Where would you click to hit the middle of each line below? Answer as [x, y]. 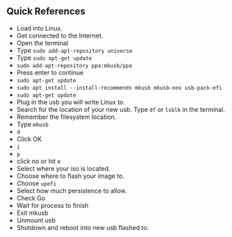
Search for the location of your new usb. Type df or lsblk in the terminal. [121, 109]
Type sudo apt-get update [54, 58]
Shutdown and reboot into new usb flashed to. [83, 227]
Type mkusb [33, 124]
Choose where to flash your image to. [70, 176]
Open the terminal [42, 43]
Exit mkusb [32, 213]
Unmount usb [36, 220]
